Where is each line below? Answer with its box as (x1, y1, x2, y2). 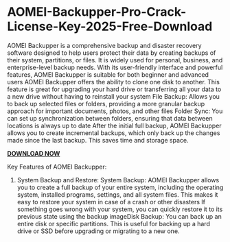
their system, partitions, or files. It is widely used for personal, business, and (7, 56, 223, 64)
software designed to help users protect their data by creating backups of (7, 49, 216, 57)
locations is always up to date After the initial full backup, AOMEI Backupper (7, 121, 222, 130)
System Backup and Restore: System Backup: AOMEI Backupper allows (16, 176, 220, 184)
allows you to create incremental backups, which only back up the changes (7, 128, 220, 137)
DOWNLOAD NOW (7, 149, 60, 158)
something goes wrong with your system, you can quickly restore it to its (16, 205, 223, 213)
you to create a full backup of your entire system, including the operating (16, 183, 224, 191)
